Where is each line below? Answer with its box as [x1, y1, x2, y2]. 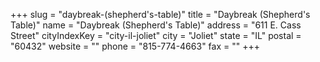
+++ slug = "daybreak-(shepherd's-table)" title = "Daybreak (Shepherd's [10, 9, 311, 20]
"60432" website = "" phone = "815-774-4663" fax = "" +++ [10, 40, 260, 52]
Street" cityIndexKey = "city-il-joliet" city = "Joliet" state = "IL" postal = [10, 30, 302, 41]
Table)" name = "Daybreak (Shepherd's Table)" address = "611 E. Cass [10, 19, 302, 31]
